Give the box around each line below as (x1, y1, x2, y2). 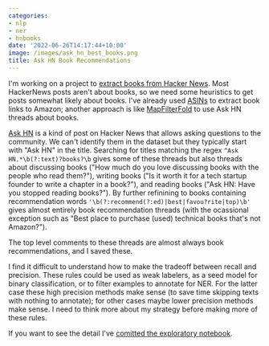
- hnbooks (8, 34, 42, 43)
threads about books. (8, 112, 79, 122)
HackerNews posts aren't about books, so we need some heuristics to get (8, 87, 254, 96)
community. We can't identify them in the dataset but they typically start (8, 136, 247, 146)
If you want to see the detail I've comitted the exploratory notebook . (8, 328, 233, 338)
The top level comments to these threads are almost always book (8, 238, 224, 247)
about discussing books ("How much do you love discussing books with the (8, 162, 259, 172)
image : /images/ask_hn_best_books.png (8, 49, 138, 57)
